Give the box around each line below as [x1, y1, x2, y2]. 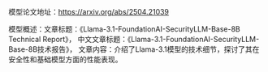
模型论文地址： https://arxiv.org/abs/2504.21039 [8, 7, 169, 16]
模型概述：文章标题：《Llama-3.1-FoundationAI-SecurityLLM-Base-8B [8, 24, 241, 34]
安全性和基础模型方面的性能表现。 [8, 55, 123, 64]
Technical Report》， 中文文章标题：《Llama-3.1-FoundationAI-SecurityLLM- [8, 35, 260, 44]
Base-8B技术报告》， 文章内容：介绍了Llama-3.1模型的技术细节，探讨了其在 [8, 44, 260, 54]
